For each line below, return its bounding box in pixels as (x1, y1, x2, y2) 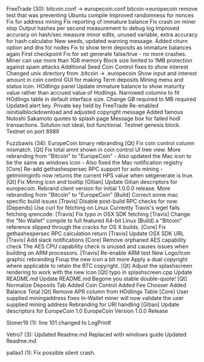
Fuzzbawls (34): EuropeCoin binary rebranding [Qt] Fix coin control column (6, 140, 195, 146)
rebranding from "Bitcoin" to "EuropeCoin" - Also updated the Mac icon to (6, 152, 192, 160)
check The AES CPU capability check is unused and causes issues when (6, 243, 189, 250)
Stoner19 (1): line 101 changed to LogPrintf (6, 319, 111, 326)
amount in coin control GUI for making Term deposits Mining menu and (6, 76, 184, 83)
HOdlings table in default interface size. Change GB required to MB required (6, 95, 196, 103)
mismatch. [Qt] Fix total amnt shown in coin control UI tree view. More (6, 146, 181, 153)
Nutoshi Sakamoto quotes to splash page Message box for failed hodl (6, 115, 181, 122)
